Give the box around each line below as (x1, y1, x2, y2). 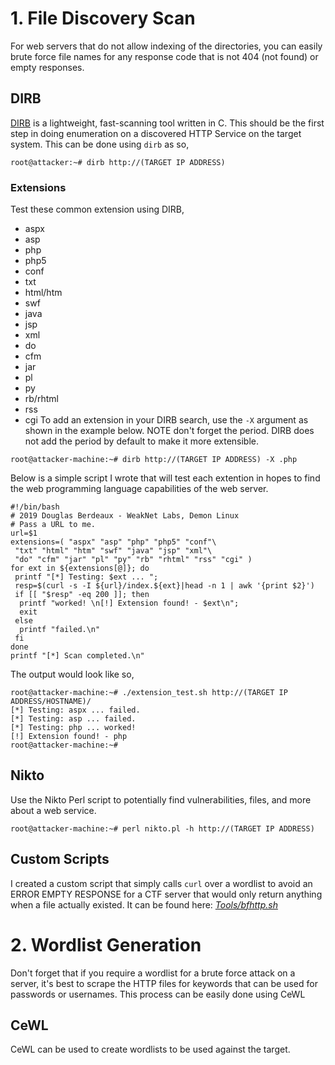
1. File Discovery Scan (10, 7, 196, 30)
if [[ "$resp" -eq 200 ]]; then (14, 590, 150, 600)
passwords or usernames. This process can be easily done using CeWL (10, 988, 306, 1000)
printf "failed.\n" (19, 625, 101, 635)
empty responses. (10, 61, 85, 73)
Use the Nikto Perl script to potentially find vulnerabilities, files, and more (10, 793, 312, 806)
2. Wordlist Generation (10, 933, 202, 956)
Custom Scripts (10, 851, 110, 868)
